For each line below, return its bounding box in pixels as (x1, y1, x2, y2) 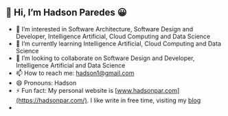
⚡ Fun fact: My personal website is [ (15, 86, 117, 94)
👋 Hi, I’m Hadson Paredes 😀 (5, 7, 127, 18)
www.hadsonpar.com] (117, 86, 180, 94)
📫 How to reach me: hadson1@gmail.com (15, 69, 135, 77)
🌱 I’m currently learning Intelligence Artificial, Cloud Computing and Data (15, 39, 222, 48)
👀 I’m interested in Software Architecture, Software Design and (15, 25, 193, 33)
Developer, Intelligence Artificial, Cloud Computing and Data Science (15, 32, 210, 40)
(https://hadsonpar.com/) (15, 96, 88, 104)
